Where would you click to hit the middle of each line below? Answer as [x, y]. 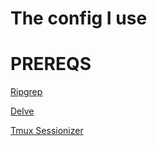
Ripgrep [26, 92]
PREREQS [51, 64]
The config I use [79, 18]
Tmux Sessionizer [47, 131]
